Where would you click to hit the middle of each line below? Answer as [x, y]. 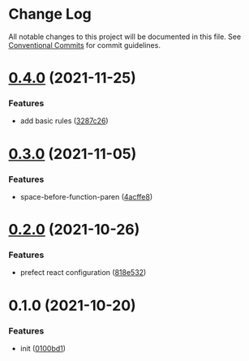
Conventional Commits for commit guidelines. [84, 45]
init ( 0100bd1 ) [43, 348]
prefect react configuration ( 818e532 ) [83, 273]
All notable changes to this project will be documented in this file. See [125, 37]
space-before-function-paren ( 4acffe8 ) [86, 196]
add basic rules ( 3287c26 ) [64, 121]
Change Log [50, 14]
